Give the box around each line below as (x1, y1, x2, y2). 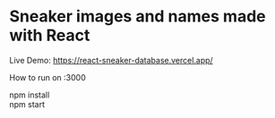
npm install (9, 89, 50, 100)
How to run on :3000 (9, 72, 87, 82)
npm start (9, 98, 46, 109)
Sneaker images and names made (9, 6, 266, 27)
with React (9, 25, 90, 46)
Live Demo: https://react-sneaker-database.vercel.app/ (9, 55, 213, 65)
